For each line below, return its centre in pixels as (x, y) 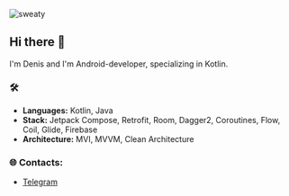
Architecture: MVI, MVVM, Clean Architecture (108, 139)
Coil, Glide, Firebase (60, 129)
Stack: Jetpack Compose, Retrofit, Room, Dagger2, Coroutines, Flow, (151, 120)
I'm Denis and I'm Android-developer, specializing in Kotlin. (119, 64)
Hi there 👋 (37, 42)
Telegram (40, 182)
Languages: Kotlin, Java (68, 111)
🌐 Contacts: (36, 163)
